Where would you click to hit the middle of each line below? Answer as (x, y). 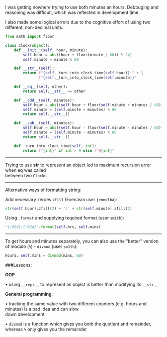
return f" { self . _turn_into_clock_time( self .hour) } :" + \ (83, 73)
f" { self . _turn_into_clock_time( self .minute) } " (87, 78)
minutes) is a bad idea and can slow (42, 309)
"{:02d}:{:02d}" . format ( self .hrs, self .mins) (53, 227)
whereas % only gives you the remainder (46, 329)
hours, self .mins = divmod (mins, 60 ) (44, 256)
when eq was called (26, 170)
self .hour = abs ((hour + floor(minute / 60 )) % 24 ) (78, 55)
